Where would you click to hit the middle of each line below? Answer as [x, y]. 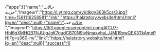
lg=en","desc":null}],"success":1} [38, 43]
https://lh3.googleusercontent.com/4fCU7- [75, 28]
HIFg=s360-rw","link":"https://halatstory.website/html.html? [65, 38]
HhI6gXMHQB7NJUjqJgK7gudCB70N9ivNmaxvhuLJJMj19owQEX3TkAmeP [80, 33]
